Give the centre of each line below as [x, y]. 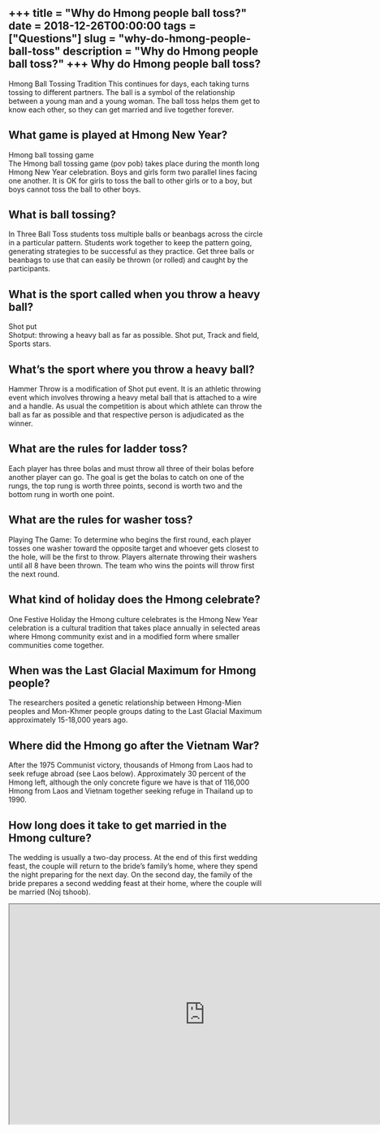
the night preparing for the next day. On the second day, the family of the [131, 874]
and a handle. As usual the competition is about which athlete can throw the [135, 406]
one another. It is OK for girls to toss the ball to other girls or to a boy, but [131, 180]
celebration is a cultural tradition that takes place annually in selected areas [134, 628]
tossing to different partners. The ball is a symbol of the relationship [122, 92]
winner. [21, 424]
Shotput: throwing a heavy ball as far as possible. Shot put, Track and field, [134, 335]
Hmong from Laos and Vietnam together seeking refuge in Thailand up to [131, 791]
